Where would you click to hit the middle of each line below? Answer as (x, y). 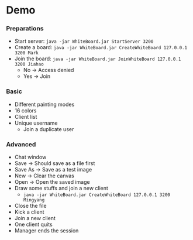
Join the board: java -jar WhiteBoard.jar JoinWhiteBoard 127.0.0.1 (98, 59)
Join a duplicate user (49, 129)
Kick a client (30, 212)
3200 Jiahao (29, 64)
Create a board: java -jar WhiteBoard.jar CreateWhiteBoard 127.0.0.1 (101, 47)
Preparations (25, 29)
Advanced (21, 144)
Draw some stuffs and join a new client (61, 188)
